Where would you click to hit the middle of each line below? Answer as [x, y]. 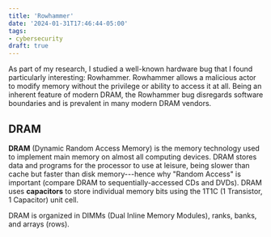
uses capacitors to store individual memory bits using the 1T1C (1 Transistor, [135, 191]
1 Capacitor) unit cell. [44, 200]
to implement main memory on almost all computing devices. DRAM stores [133, 157]
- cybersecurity [36, 38]
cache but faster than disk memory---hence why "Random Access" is [125, 174]
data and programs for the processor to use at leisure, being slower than [129, 165]
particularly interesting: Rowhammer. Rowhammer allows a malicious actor [132, 78]
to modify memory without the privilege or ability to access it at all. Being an [135, 87]
